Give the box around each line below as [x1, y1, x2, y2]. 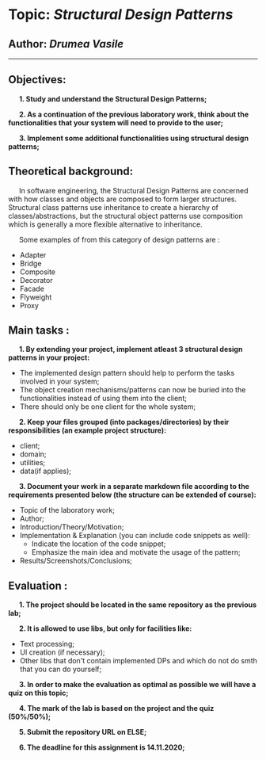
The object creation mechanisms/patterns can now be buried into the [19, 385, 246, 395]
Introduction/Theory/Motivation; [19, 522, 124, 532]
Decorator [19, 275, 53, 285]
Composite [19, 267, 56, 277]
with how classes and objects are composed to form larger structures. [8, 194, 237, 204]
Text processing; [19, 640, 75, 649]
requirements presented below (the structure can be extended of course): [8, 490, 256, 500]
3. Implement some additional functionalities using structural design [18, 133, 249, 143]
